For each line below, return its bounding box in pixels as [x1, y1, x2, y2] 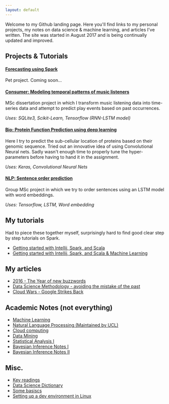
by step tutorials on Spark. [5, 235, 61, 241]
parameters [5, 154, 29, 160]
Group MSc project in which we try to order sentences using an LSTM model [5, 186, 164, 192]
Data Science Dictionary [12, 382, 63, 388]
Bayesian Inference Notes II [12, 349, 70, 355]
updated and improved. [5, 37, 54, 43]
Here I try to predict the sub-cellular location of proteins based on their [5, 138, 153, 144]
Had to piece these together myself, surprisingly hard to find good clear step [5, 229, 164, 236]
